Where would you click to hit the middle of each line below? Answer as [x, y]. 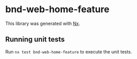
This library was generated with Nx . [43, 23]
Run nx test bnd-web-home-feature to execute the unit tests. [69, 51]
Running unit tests [35, 39]
